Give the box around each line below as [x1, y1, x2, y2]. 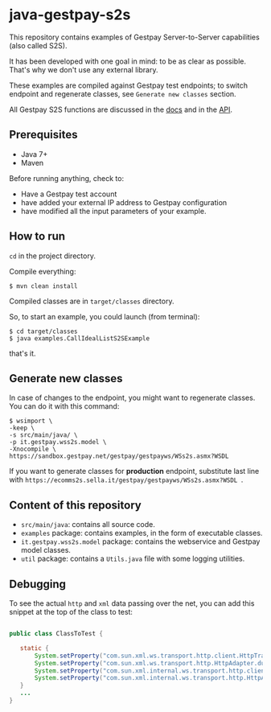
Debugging [9, 577, 67, 591]
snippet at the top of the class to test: [9, 607, 133, 616]
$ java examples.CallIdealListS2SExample [9, 334, 150, 343]
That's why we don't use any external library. [9, 64, 158, 74]
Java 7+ [20, 149, 48, 158]
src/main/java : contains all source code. [20, 520, 155, 529]
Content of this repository [9, 498, 142, 512]
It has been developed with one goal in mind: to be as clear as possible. [9, 56, 246, 66]
